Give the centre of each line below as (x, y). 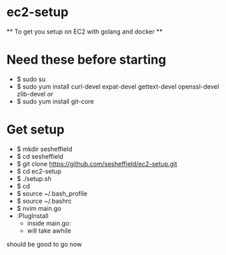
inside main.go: (49, 223)
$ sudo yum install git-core (55, 101)
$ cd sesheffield (40, 156)
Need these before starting (86, 60)
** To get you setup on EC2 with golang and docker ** (85, 31)
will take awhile (49, 231)
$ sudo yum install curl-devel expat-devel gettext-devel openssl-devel (118, 86)
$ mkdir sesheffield (44, 149)
